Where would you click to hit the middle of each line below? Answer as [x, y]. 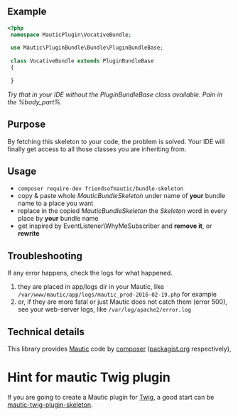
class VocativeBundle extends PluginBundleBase [82, 61]
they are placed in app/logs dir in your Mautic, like [91, 287]
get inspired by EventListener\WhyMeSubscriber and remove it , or [115, 226]
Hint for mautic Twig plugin [89, 377]
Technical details [46, 332]
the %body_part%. [35, 102]
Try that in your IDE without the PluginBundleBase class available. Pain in [115, 94]
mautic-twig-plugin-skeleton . [50, 405]
